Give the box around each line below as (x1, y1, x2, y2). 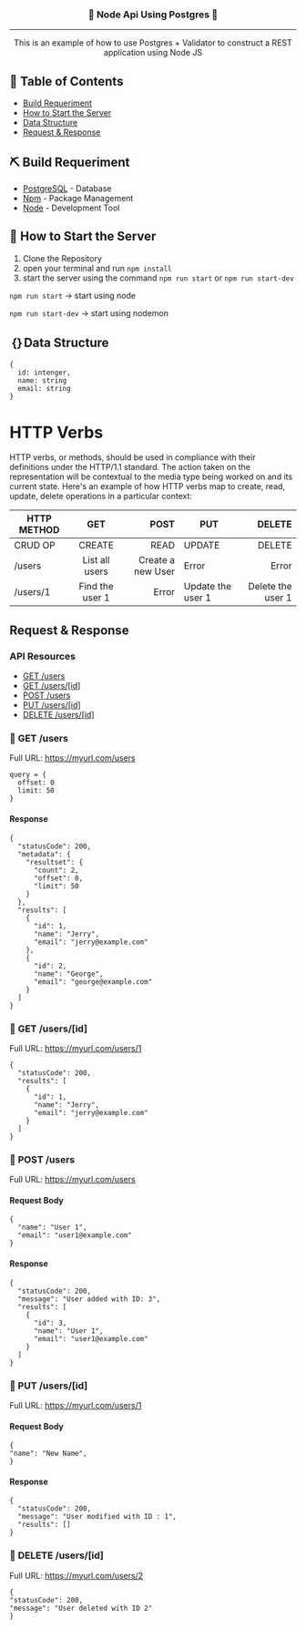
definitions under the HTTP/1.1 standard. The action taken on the (9, 462, 250, 473)
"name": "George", (33, 969, 104, 978)
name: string (17, 375, 67, 385)
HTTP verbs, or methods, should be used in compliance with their (9, 452, 257, 463)
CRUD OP (14, 539, 56, 552)
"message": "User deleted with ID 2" (9, 1603, 153, 1613)
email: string (17, 384, 71, 393)
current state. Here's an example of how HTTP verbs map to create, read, (9, 481, 285, 492)
